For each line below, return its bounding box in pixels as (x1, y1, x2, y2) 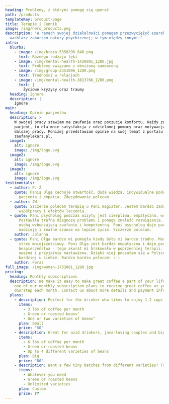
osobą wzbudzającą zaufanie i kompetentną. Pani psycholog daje (18, 222, 156, 228)
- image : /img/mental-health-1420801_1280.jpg (14, 59, 114, 64)
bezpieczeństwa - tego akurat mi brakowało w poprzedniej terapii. (18, 246, 163, 251)
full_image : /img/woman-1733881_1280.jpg (5, 265, 94, 270)
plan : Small (18, 320, 44, 326)
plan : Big (18, 353, 39, 359)
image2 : (10, 152, 26, 157)
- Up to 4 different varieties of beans (23, 349, 109, 354)
